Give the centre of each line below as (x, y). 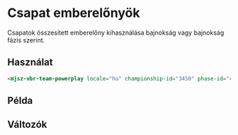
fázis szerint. (26, 40)
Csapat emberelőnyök (74, 13)
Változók (27, 125)
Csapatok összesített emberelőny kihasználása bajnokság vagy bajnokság (116, 33)
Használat (30, 63)
